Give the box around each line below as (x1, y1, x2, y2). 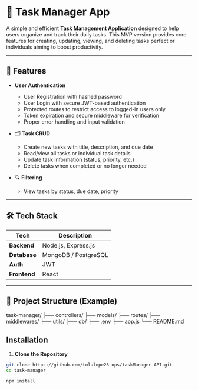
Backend (9, 241, 34, 249)
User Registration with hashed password (23, 93, 123, 100)
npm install (6, 378, 35, 384)
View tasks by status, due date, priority (23, 188, 119, 195)
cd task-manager (6, 368, 46, 374)
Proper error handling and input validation (23, 118, 125, 125)
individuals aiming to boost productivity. (6, 44, 103, 51)
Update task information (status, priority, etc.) (23, 156, 134, 163)
